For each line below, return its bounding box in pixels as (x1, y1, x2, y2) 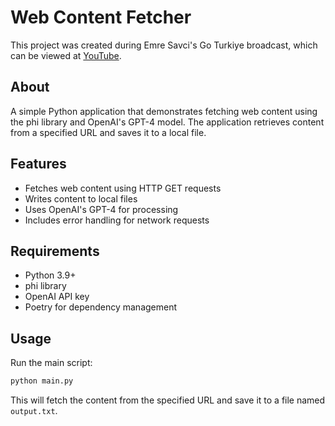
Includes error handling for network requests (24, 214, 210, 226)
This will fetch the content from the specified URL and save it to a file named (10, 394, 326, 406)
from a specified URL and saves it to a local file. (10, 126, 207, 138)
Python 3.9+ (24, 269, 77, 281)
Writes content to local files (24, 192, 138, 205)
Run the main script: (10, 357, 93, 369)
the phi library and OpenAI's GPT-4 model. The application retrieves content (10, 116, 325, 128)
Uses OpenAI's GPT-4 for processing (24, 203, 179, 215)
